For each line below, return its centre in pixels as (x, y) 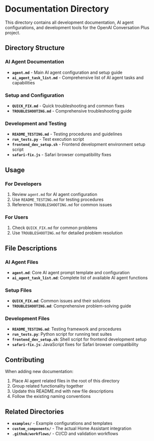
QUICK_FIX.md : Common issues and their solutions (61, 301)
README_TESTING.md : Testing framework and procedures (67, 329)
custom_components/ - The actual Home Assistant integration (72, 428)
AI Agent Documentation (35, 62)
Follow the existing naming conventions (51, 396)
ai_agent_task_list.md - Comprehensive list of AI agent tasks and (78, 77)
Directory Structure (35, 48)
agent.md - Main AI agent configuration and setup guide (67, 72)
